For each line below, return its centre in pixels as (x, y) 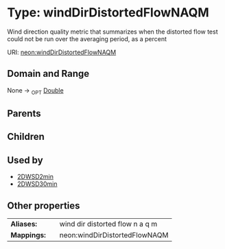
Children (26, 137)
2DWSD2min (35, 177)
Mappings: (28, 235)
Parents (24, 114)
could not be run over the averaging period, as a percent (87, 38)
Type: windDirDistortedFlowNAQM (108, 13)
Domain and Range (48, 74)
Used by (25, 160)
